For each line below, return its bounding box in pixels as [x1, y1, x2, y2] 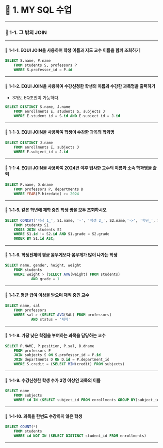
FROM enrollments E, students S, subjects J [14, 109, 105, 114]
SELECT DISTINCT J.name [5, 141, 53, 145]
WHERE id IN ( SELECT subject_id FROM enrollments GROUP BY [14, 397, 136, 403]
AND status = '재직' [31, 317, 71, 322]
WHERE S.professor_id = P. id [14, 68, 73, 72]
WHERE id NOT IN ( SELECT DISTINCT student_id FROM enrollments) [14, 433, 147, 438]
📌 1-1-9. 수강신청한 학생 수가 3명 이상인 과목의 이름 [5, 377, 101, 383]
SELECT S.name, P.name [5, 58, 51, 63]
